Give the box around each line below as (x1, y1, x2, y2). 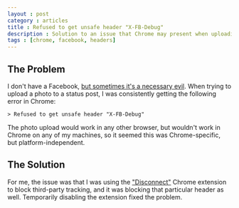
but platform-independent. (7, 138, 85, 146)
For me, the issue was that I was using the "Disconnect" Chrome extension (7, 177, 227, 186)
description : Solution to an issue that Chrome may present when (7, 30, 208, 38)
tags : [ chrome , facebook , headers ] (7, 37, 116, 44)
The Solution (7, 159, 65, 171)
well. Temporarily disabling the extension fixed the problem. (7, 192, 183, 201)
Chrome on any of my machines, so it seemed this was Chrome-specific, (7, 131, 221, 139)
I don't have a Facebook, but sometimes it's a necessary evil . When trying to (7, 82, 232, 90)
